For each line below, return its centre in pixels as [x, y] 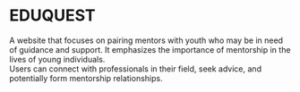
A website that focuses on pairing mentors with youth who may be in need [146, 40]
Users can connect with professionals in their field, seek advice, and [136, 69]
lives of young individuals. [57, 59]
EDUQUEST [52, 16]
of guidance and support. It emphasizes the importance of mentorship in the [150, 49]
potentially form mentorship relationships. [86, 78]
